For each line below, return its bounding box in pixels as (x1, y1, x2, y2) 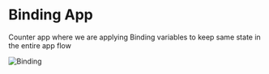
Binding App (8, 6, 93, 24)
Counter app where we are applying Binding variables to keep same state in (8, 32, 261, 42)
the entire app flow (8, 40, 71, 50)
